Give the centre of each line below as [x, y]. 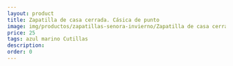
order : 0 [20, 52]
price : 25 [21, 33]
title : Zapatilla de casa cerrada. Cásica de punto [83, 20]
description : [26, 45]
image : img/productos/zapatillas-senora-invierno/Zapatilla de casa [108, 26]
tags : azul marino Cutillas [48, 39]
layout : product [31, 13]
